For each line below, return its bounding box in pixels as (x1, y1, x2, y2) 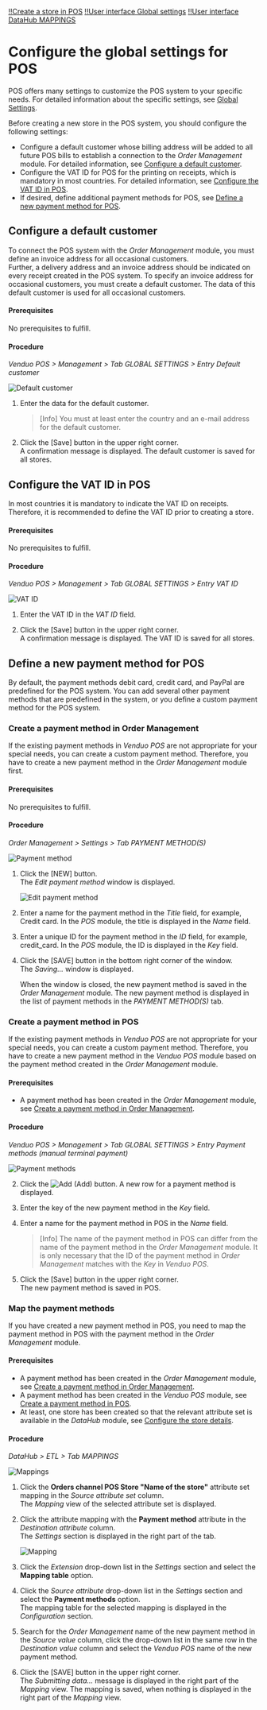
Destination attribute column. (19, 1523, 116, 1533)
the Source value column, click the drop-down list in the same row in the (19, 1635, 257, 1645)
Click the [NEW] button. (19, 869, 98, 878)
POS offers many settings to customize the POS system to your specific (8, 86, 243, 95)
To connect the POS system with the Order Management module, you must (8, 246, 254, 255)
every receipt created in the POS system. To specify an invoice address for (8, 270, 253, 280)
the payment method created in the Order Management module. (8, 1060, 219, 1070)
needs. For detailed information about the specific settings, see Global (8, 95, 238, 104)
